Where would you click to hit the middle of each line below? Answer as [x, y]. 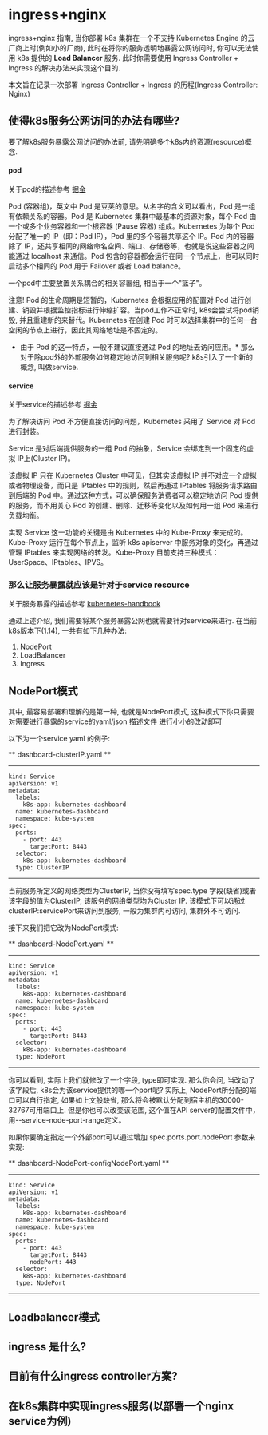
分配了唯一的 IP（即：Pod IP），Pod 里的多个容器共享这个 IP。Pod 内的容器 [131, 236]
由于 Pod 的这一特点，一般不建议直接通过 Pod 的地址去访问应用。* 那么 [137, 347]
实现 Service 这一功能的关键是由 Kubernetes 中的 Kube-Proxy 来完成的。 [128, 532]
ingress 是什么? [47, 1347]
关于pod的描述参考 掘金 [47, 189]
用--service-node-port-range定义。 [67, 1120]
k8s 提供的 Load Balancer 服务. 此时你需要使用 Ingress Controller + [128, 58]
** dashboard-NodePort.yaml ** [61, 944]
